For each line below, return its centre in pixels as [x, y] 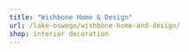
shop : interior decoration [59, 33]
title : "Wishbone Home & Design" [71, 17]
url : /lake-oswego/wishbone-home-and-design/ [94, 26]
